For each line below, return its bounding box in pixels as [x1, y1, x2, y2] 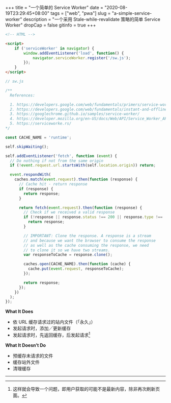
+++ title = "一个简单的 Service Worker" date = [5, 5, 103, 10]
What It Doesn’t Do [5, 342, 46, 348]
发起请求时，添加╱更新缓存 [12, 325, 71, 331]
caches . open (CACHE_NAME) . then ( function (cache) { [23, 262, 131, 267]
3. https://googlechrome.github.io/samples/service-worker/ [10, 111, 140, 116]
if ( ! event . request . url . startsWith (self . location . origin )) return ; [10, 163, 156, 168]
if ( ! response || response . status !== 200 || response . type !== [23, 215, 163, 220]
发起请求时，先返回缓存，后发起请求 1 [12, 331, 91, 338]
